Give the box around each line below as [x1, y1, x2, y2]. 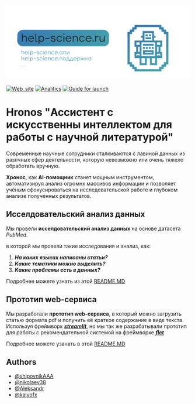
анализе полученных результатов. [6, 192, 92, 199]
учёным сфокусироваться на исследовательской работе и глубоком [6, 186, 178, 193]
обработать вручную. [6, 162, 60, 169]
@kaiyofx [14, 391, 38, 398]
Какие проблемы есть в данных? [14, 266, 100, 273]
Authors [6, 357, 37, 367]
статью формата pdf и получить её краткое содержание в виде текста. [6, 316, 184, 323]
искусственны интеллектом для [6, 118, 172, 132]
